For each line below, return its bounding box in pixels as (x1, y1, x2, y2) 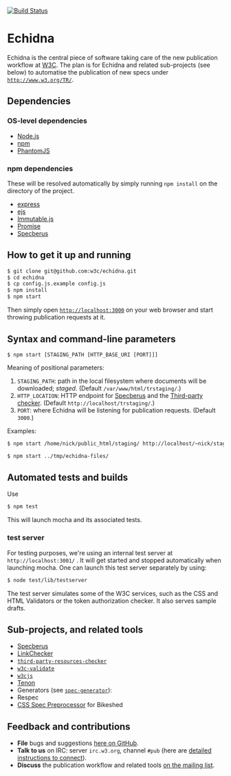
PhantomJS (16, 146, 50, 155)
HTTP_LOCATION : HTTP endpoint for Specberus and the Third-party (16, 391, 203, 399)
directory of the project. (7, 186, 74, 195)
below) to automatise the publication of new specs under (7, 68, 168, 76)
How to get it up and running (7, 249, 131, 261)
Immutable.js (16, 215, 54, 223)
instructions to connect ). (16, 754, 87, 762)
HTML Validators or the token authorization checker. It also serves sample (7, 597, 217, 605)
